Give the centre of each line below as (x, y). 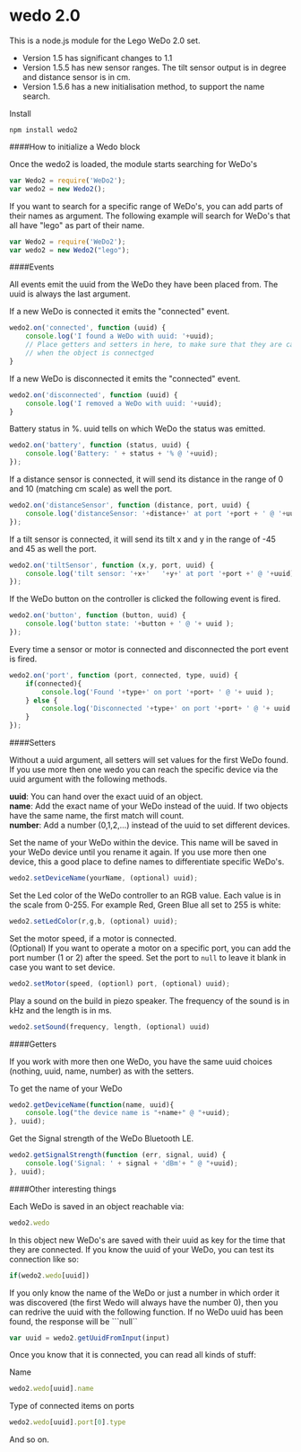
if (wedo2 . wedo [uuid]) (50, 1275)
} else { (42, 700)
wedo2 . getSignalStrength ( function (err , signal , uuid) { (118, 1155)
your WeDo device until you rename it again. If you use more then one (138, 852)
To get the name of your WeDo (66, 1088)
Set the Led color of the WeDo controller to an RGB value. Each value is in (145, 895)
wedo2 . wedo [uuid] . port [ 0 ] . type (68, 1422)
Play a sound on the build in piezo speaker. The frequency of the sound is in (149, 1000)
